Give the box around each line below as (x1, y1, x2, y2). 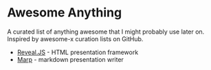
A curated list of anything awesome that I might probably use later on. (7, 27, 205, 36)
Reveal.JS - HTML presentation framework (16, 48, 139, 56)
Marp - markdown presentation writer (16, 55, 124, 63)
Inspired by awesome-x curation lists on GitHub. (7, 34, 144, 43)
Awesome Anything (7, 5, 122, 21)
